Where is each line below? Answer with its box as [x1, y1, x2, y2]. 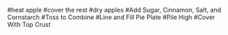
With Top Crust [7, 21, 51, 28]
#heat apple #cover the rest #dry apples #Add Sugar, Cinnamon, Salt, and [7, 6, 222, 14]
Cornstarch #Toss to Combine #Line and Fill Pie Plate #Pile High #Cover [7, 13, 215, 21]
